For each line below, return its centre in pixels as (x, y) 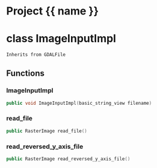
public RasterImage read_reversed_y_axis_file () (68, 159)
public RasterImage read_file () (47, 131)
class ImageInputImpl (61, 39)
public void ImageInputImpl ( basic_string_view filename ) (79, 103)
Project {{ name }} (53, 11)
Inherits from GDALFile (36, 55)
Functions (26, 73)
